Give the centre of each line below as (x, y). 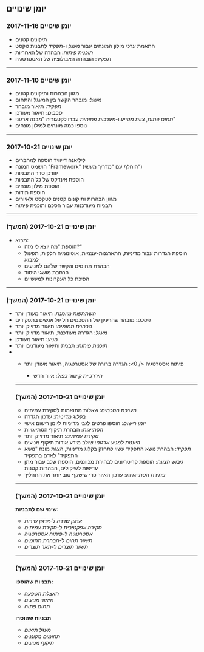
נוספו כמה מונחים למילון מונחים (51, 125)
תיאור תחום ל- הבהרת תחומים (58, 540)
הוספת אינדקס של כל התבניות (49, 180)
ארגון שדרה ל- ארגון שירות (53, 521)
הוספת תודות (30, 192)
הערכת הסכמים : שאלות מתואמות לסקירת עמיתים (80, 410)
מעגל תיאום (38, 630)
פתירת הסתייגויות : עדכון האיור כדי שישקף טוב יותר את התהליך (95, 475)
